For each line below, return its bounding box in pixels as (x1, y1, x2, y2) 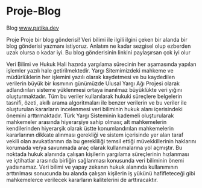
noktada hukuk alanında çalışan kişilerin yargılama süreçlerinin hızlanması (6, 150, 189, 158)
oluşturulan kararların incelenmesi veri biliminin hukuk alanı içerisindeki (6, 105, 183, 112)
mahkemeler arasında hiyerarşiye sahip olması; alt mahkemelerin (6, 118, 167, 125)
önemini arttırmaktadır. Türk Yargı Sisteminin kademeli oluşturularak (6, 112, 174, 119)
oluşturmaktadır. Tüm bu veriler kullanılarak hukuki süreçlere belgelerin (6, 92, 183, 100)
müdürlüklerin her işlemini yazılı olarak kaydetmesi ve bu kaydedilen (6, 73, 175, 80)
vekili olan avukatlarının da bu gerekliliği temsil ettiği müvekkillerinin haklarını (6, 137, 197, 144)
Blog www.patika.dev (6, 24, 59, 31)
